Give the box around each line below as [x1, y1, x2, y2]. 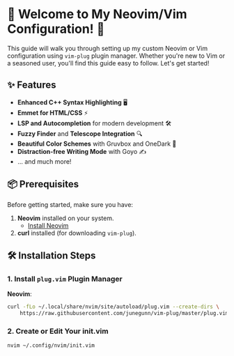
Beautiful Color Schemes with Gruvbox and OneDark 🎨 [17, 139, 177, 148]
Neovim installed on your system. [17, 214, 114, 222]
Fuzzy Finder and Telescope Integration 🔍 [17, 129, 143, 138]
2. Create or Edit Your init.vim [7, 326, 109, 336]
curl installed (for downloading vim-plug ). [17, 229, 137, 237]
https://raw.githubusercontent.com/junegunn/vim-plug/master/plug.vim [19, 310, 229, 317]
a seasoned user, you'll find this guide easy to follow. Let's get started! [7, 59, 210, 67]
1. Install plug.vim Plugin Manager [7, 274, 123, 284]
